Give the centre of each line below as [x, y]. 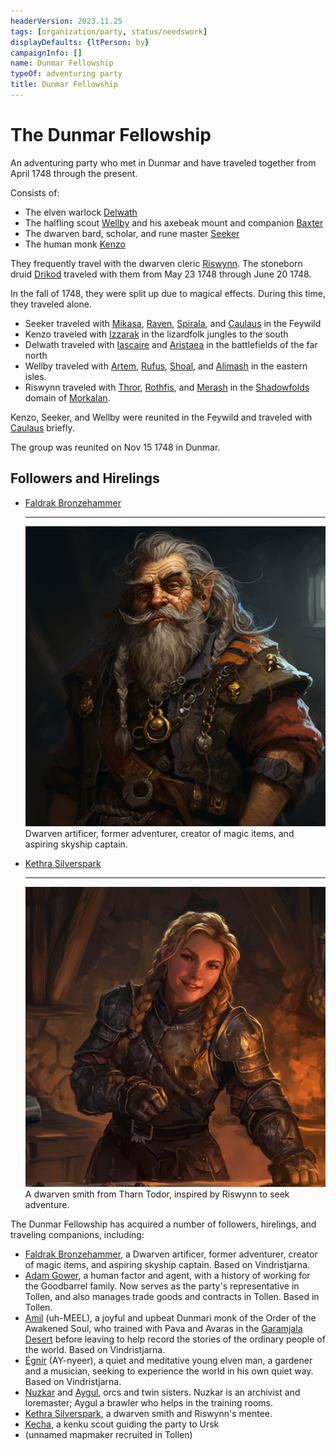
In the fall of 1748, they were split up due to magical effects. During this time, [168, 293]
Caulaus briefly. [42, 427]
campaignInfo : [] [46, 53]
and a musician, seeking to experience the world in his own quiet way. [169, 1371]
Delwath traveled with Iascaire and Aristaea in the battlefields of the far [171, 344]
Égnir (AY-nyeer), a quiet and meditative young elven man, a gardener [168, 1361]
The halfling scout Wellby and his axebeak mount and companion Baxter [174, 222]
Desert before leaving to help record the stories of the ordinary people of [175, 1339]
